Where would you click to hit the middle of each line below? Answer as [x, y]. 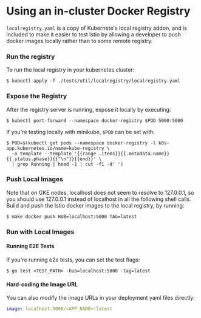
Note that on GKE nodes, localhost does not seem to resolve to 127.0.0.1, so [100, 192]
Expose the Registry [37, 96]
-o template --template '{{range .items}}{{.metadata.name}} [91, 154]
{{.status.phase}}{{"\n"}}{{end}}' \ [54, 159]
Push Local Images [35, 179]
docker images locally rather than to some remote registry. [80, 41]
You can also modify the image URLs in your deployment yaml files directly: [101, 298]
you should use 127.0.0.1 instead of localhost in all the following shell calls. [99, 199]
